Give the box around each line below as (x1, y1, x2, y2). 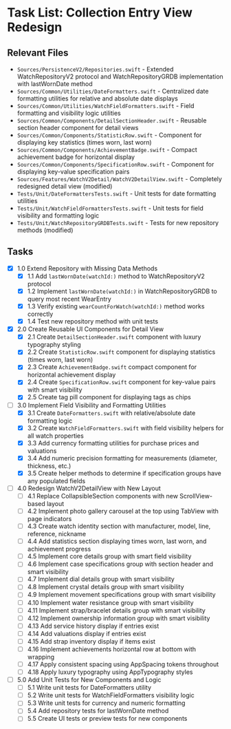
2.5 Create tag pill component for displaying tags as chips (27, 393, 191, 401)
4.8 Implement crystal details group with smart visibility (27, 583, 184, 591)
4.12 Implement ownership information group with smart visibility (27, 614, 210, 622)
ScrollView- (179, 492, 213, 500)
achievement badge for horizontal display (16, 153, 135, 161)
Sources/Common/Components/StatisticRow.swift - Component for (16, 131, 202, 139)
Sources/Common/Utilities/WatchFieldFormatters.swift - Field (16, 102, 195, 109)
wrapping (27, 653, 55, 661)
